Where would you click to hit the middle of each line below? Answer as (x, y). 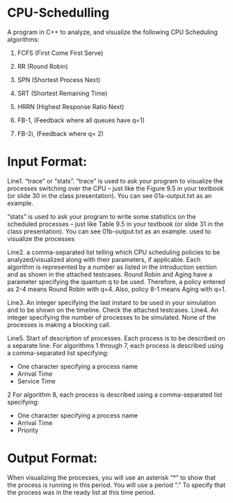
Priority (28, 430)
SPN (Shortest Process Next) (59, 80)
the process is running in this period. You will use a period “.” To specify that (116, 485)
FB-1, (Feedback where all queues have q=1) (81, 120)
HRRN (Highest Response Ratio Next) (71, 106)
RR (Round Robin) (42, 66)
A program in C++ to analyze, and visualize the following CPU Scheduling (112, 32)
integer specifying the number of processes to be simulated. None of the (112, 317)
